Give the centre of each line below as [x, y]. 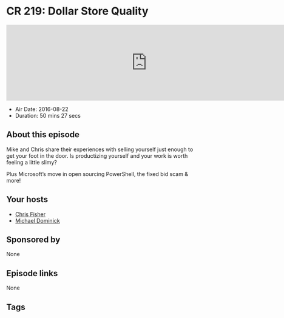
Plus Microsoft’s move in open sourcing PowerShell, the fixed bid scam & [97, 174]
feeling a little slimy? [32, 162]
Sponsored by [33, 239]
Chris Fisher [30, 214]
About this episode [43, 135]
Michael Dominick [37, 220]
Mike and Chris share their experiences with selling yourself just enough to [100, 149]
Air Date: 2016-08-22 [42, 109]
